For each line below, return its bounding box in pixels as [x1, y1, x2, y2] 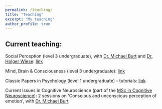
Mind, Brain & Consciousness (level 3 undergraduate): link [5, 68, 125, 74]
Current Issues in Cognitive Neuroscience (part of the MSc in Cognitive [5, 87, 152, 93]
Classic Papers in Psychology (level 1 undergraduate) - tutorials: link [5, 78, 146, 84]
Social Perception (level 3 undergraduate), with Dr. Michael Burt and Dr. [5, 53, 153, 59]
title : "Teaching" [5, 12, 44, 17]
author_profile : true [5, 21, 51, 26]
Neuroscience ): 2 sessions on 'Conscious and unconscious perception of [5, 93, 157, 99]
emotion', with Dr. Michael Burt [5, 98, 69, 104]
